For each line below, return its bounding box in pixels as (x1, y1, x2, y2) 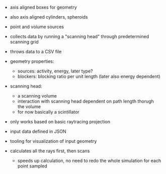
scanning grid (10, 39, 39, 45)
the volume (17, 104, 41, 110)
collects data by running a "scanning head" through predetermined (10, 34, 149, 39)
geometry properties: (10, 58, 54, 64)
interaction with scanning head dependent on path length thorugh (17, 98, 154, 104)
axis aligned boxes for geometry (10, 5, 77, 10)
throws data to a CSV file (10, 49, 62, 54)
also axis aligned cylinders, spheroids (10, 14, 88, 20)
